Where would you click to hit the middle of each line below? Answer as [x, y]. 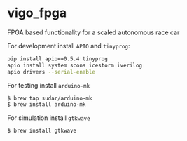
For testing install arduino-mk [48, 85]
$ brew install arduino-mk [47, 105]
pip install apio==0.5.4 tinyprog [58, 59]
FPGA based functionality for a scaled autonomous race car [93, 32]
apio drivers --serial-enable [51, 72]
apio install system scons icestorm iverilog [75, 65]
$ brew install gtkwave [42, 131]
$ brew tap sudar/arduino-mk [50, 98]
